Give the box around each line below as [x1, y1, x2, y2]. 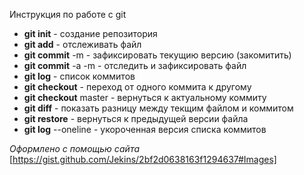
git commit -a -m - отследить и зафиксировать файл [23, 60, 247, 71]
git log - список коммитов [23, 70, 136, 82]
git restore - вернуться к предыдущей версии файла [23, 113, 249, 124]
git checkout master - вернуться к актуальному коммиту [23, 92, 267, 103]
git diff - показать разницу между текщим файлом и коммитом [23, 102, 294, 114]
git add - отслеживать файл [23, 39, 142, 50]
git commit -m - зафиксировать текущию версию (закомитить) [23, 49, 292, 61]
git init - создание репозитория [23, 28, 158, 39]
